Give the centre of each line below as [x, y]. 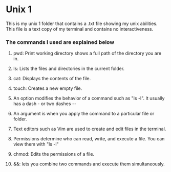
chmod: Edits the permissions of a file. [54, 154]
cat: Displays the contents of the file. [52, 79]
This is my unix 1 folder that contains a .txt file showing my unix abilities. [82, 23]
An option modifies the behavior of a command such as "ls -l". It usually [89, 99]
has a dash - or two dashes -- [45, 104]
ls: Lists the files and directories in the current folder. [69, 69]
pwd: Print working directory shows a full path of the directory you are [87, 53]
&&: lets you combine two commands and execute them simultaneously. [89, 164]
